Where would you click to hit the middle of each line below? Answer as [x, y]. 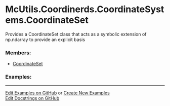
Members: [18, 53]
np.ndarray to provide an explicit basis [45, 40]
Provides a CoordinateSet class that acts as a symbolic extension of [76, 34]
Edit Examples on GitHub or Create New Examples [57, 93]
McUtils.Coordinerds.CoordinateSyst [85, 9]
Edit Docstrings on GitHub [32, 98]
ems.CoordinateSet [47, 20]
